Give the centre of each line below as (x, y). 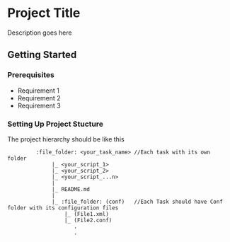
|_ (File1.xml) (87, 214)
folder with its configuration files (63, 208)
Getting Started (42, 55)
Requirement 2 (39, 98)
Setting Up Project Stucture (56, 124)
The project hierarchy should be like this (66, 139)
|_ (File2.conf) (88, 220)
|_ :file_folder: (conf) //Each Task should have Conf (137, 202)
